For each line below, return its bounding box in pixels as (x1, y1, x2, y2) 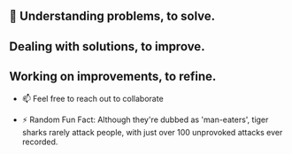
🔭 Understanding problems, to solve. (9, 9, 216, 24)
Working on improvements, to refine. (9, 69, 217, 84)
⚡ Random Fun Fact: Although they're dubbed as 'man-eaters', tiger (21, 114, 269, 125)
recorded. (21, 136, 58, 147)
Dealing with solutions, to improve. (9, 39, 205, 54)
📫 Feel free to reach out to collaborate (21, 93, 164, 104)
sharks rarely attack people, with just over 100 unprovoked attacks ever (21, 127, 283, 137)
